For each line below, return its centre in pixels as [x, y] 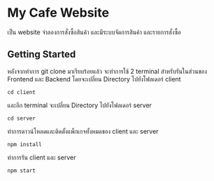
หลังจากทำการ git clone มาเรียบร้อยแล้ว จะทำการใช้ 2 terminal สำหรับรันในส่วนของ [107, 71]
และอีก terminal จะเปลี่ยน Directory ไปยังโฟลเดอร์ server [80, 105]
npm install [24, 144]
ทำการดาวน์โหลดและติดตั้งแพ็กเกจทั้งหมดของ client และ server [83, 131]
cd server [22, 118]
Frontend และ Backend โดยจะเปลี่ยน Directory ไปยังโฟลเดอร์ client [94, 79]
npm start [22, 171]
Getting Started [42, 55]
